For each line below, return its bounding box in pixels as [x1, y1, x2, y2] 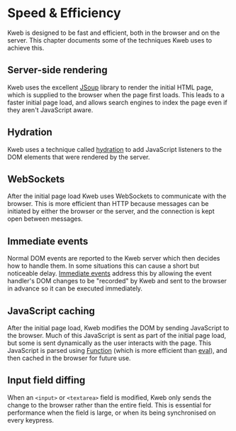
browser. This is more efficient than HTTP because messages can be [7, 200, 209, 208]
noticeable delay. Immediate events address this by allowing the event [7, 269, 212, 278]
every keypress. [7, 415, 55, 424]
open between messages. [7, 214, 83, 223]
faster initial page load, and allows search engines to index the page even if [7, 98, 228, 107]
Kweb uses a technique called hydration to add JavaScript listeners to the [7, 145, 222, 153]
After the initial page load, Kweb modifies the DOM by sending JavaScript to [7, 324, 230, 332]
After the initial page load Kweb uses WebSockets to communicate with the [7, 192, 227, 200]
